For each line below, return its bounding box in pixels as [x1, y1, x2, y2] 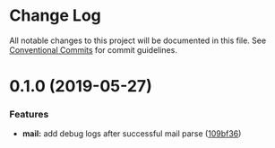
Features [9, 109, 49, 121]
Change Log [9, 5, 101, 26]
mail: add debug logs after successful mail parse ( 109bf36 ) [21, 128, 242, 139]
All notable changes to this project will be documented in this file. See [9, 35, 267, 46]
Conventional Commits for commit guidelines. [9, 44, 177, 55]
